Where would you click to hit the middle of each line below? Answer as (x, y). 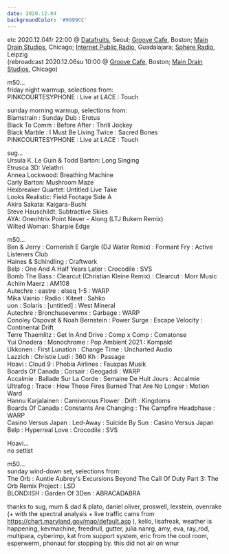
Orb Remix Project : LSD (41, 486)
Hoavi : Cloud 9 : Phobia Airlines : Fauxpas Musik (77, 364)
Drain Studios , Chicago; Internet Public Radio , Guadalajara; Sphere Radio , (111, 47)
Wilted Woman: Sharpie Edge (49, 226)
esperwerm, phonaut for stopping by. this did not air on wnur (93, 543)
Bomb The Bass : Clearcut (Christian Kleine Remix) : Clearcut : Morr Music (112, 276)
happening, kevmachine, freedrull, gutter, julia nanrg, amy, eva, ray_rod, (108, 529)
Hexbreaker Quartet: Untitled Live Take (62, 189)
